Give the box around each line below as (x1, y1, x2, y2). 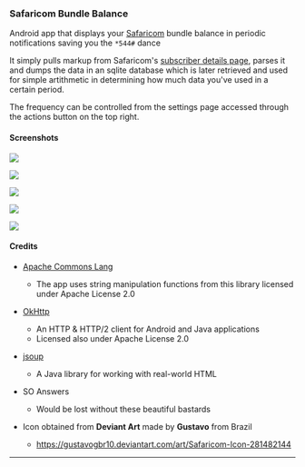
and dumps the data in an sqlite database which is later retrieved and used (9, 65, 289, 75)
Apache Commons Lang (22, 261, 113, 272)
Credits (9, 241, 38, 252)
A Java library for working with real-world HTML (35, 368, 218, 379)
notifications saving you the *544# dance (9, 37, 162, 48)
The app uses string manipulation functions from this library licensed (35, 278, 294, 289)
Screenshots (9, 132, 59, 143)
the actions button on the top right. (9, 112, 140, 123)
